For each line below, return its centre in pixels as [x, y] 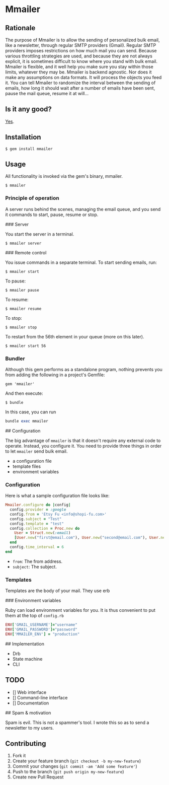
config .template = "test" [37, 524]
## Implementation [25, 644]
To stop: [14, 318]
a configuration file [32, 461]
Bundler [15, 359]
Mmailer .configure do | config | [38, 505]
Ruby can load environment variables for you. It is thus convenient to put [80, 610]
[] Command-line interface [40, 697]
